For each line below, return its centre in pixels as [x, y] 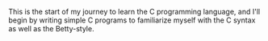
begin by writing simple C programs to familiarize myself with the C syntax [132, 20]
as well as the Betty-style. [51, 29]
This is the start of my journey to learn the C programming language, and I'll [134, 12]
